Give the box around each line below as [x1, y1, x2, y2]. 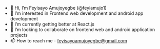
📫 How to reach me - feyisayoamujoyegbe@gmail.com [10, 38, 127, 43]
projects [10, 32, 28, 38]
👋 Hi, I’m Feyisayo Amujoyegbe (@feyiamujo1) [10, 5, 107, 11]
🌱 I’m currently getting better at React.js [10, 21, 95, 27]
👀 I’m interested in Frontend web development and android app [10, 10, 144, 16]
